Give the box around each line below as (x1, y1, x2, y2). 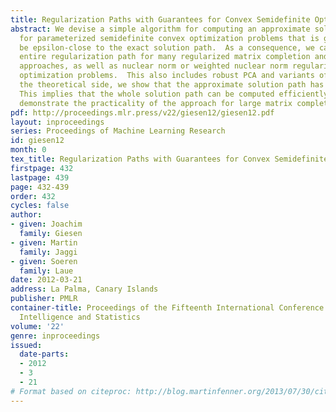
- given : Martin (10, 237, 78, 248)
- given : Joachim (10, 219, 83, 230)
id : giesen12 (10, 136, 65, 146)
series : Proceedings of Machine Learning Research (10, 126, 226, 136)
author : (10, 210, 43, 220)
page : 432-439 (10, 182, 70, 192)
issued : (10, 340, 43, 350)
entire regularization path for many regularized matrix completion (19, 52, 311, 62)
